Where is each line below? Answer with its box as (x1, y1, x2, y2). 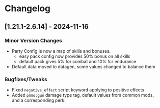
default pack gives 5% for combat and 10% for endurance (19, 58, 136, 64)
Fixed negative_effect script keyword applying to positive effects (11, 87, 144, 93)
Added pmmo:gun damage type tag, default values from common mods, (11, 92, 154, 98)
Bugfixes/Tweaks (4, 76, 48, 83)
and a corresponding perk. (11, 97, 66, 103)
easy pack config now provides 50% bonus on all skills (19, 53, 131, 59)
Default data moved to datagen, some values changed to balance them (11, 64, 156, 69)
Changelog (4, 3, 51, 14)
